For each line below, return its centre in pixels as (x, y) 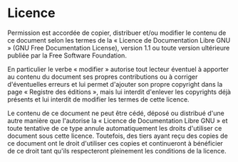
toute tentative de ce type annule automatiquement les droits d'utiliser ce (115, 128)
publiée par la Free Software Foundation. (67, 55)
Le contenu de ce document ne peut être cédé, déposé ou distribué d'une (116, 113)
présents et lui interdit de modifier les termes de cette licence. (99, 99)
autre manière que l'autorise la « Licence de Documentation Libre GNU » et (118, 120)
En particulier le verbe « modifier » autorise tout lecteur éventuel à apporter (118, 69)
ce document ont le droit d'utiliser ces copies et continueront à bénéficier (115, 143)
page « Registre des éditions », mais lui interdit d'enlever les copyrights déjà (119, 92)
